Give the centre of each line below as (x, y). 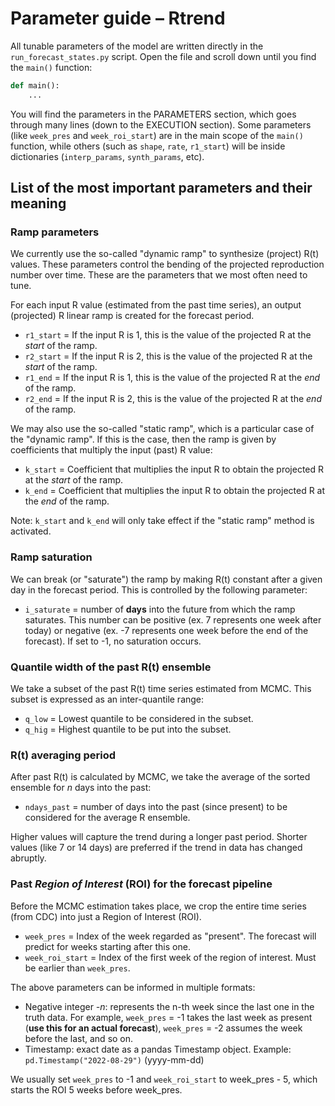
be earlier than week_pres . (77, 968)
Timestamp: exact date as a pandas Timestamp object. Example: (158, 1049)
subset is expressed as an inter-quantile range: (107, 699)
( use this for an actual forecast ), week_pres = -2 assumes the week (163, 1028)
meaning (38, 203)
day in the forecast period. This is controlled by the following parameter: (159, 589)
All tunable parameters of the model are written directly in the (137, 46)
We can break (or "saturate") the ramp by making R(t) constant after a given (166, 579)
